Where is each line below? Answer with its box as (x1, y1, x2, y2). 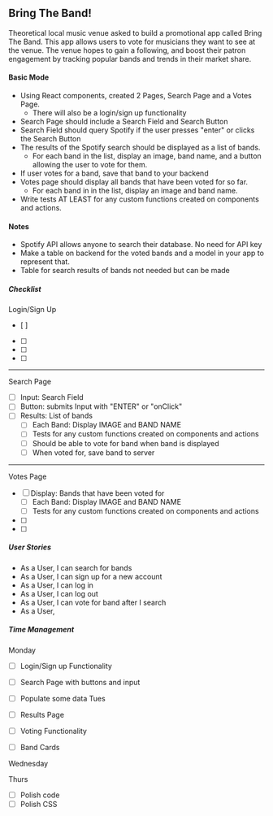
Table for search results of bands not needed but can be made (19, 266, 230, 276)
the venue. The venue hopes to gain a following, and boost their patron (8, 45, 246, 55)
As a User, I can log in (19, 580, 93, 590)
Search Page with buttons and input (19, 677, 141, 687)
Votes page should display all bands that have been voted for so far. (19, 177, 249, 187)
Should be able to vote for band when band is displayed (32, 438, 219, 448)
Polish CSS (19, 800, 58, 809)
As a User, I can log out (19, 588, 99, 598)
